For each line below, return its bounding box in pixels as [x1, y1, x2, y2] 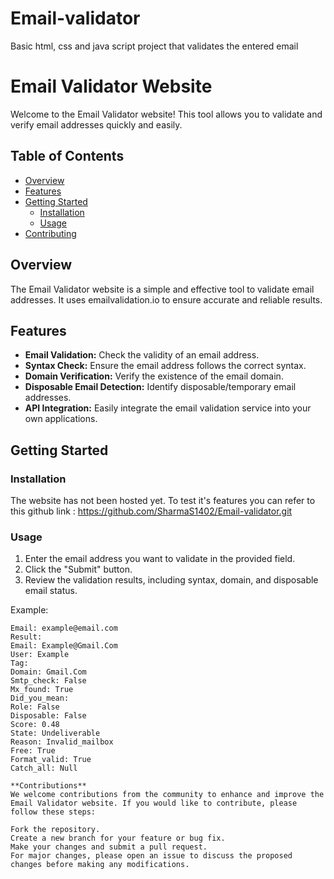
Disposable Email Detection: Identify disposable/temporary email [24, 381, 297, 393]
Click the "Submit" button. [24, 563, 133, 576]
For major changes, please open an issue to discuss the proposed [10, 851, 293, 861]
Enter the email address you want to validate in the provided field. [24, 553, 296, 565]
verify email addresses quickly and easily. [10, 118, 183, 131]
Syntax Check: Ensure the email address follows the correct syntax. [24, 360, 307, 372]
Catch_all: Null [10, 763, 78, 774]
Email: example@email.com [10, 623, 118, 634]
